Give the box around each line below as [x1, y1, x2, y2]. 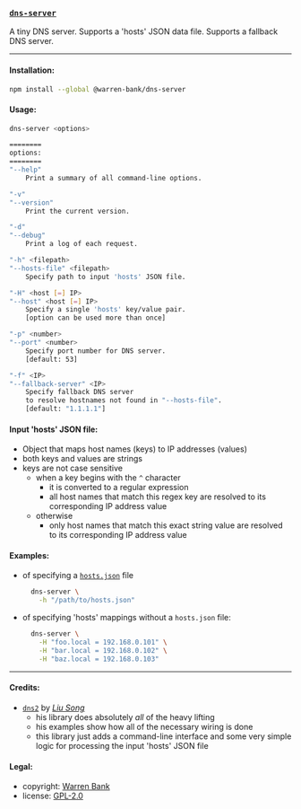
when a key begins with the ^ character [35, 472, 181, 483]
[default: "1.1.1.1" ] [25, 404, 106, 414]
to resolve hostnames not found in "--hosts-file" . [25, 396, 222, 405]
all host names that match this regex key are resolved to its [48, 491, 267, 502]
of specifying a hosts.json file [21, 570, 134, 581]
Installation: [9, 65, 56, 75]
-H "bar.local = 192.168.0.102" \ [39, 646, 168, 655]
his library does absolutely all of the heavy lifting [35, 711, 215, 722]
